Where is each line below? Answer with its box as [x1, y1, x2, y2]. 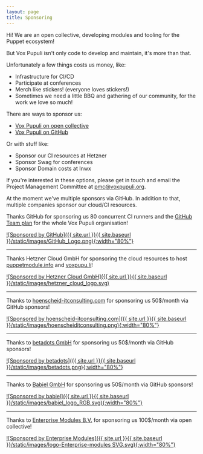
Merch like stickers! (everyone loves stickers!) [14, 85, 130, 93]
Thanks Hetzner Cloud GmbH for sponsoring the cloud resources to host [6, 255, 187, 262]
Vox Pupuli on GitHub [14, 128, 68, 136]
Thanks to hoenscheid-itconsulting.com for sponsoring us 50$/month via [6, 297, 188, 304]
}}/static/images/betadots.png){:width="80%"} [6, 363, 124, 370]
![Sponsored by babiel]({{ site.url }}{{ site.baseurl [6, 392, 129, 400]
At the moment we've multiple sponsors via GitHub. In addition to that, [6, 194, 181, 202]
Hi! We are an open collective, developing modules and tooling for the [6, 31, 180, 38]
